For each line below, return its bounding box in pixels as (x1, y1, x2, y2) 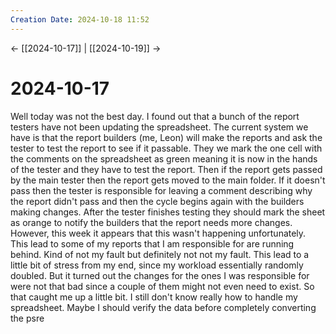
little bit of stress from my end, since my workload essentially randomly (10, 259, 304, 271)
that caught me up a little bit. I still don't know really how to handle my (10, 291, 298, 303)
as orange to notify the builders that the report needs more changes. (10, 216, 293, 228)
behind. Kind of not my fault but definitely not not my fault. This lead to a (10, 248, 310, 260)
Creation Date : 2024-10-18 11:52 (10, 14, 150, 25)
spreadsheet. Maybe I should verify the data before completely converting (10, 301, 317, 313)
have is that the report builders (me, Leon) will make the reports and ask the (10, 131, 323, 143)
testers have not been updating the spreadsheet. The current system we (10, 121, 309, 133)
